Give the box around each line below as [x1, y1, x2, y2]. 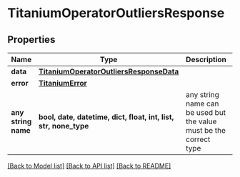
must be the [185, 126, 226, 135]
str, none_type [38, 121, 89, 131]
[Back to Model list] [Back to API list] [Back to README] [7, 162, 171, 170]
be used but [185, 108, 226, 117]
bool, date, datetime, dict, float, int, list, [38, 112, 174, 122]
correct [185, 134, 211, 144]
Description [185, 55, 227, 64]
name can [185, 98, 219, 108]
